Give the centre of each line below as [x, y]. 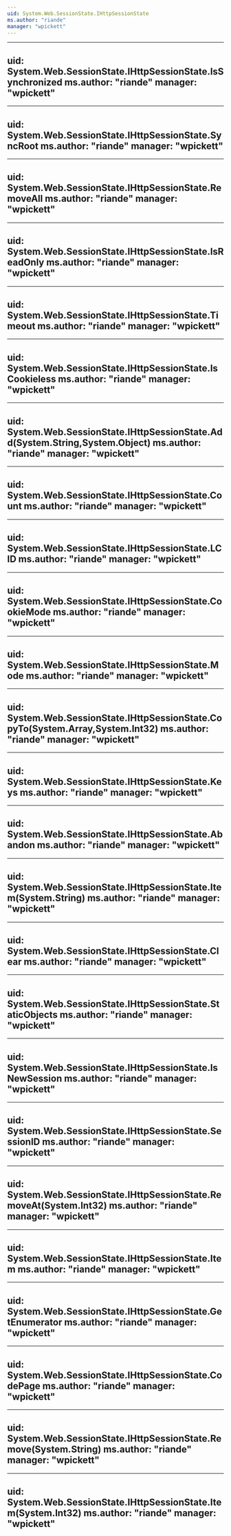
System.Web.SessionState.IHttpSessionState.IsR [115, 252]
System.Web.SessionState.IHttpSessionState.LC [114, 549]
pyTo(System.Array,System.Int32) [83, 729]
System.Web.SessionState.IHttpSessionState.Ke [114, 782]
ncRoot [23, 146]
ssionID [24, 1142]
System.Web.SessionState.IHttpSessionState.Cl [113, 951]
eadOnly [26, 263]
